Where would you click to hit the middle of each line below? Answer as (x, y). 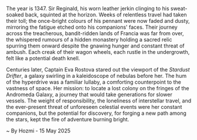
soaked (15, 15)
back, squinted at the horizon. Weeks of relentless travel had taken (106, 15)
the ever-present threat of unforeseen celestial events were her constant (94, 107)
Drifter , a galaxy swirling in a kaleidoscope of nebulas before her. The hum (96, 76)
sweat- (179, 8)
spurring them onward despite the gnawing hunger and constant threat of (95, 46)
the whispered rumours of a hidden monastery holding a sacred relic (89, 40)
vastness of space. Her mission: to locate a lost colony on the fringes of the (98, 88)
